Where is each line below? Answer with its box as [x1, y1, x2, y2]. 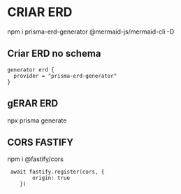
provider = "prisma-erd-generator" [13, 72, 117, 79]
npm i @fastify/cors [7, 155, 64, 163]
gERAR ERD [7, 97, 58, 109]
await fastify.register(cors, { [10, 169, 105, 176]
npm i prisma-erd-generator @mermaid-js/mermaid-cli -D [7, 27, 175, 36]
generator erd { [7, 66, 55, 74]
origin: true [32, 174, 71, 182]
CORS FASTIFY [7, 136, 74, 148]
